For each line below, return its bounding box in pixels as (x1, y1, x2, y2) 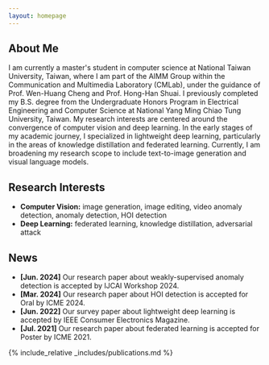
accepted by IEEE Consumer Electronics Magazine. (19, 315, 191, 325)
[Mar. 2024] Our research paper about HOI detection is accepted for (19, 289, 249, 299)
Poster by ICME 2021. (19, 332, 92, 342)
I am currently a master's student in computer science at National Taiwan (8, 63, 251, 73)
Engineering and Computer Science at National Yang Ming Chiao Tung (8, 106, 242, 115)
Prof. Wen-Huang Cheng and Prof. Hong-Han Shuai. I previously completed (8, 89, 259, 98)
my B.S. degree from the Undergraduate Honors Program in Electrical (8, 97, 239, 107)
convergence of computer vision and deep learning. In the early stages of (8, 122, 253, 133)
